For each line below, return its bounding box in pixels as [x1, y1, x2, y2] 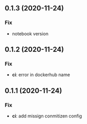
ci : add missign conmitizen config [12, 113, 82, 119]
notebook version [12, 30, 49, 37]
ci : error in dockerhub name [12, 72, 70, 78]
